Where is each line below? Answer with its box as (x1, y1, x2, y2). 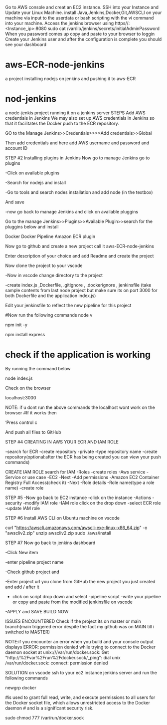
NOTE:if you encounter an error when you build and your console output (5, 638, 154, 644)
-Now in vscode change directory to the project (5, 272, 103, 278)
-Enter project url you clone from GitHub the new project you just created (5, 578, 156, 584)
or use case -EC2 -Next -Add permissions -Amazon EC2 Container (21, 474, 160, 480)
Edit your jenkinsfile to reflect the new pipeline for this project (5, 302, 132, 308)
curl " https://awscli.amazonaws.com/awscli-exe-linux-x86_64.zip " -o (5, 525, 148, 531)
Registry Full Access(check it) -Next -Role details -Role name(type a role (5, 479, 155, 486)
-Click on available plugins (5, 170, 60, 176)
